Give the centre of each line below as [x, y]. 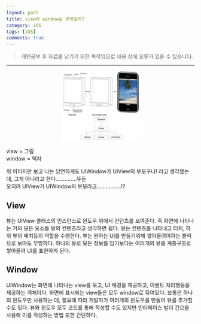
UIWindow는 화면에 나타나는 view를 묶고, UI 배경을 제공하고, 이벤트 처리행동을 [98, 285]
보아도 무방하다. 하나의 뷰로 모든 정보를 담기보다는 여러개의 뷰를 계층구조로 [104, 243]
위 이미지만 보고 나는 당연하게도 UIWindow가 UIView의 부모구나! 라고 [87, 171]
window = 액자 [24, 159]
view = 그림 [20, 151]
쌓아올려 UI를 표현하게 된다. [38, 251]
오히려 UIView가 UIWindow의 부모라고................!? [66, 186]
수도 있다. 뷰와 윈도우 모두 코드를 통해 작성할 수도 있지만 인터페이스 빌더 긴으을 [98, 307]
